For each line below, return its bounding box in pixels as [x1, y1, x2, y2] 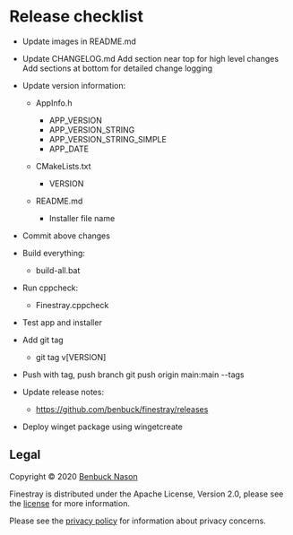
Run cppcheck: [22, 282, 79, 293]
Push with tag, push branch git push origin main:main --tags [22, 369, 245, 380]
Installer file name [48, 212, 116, 223]
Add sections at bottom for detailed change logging [22, 63, 213, 73]
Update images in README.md [22, 36, 137, 47]
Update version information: [22, 80, 126, 91]
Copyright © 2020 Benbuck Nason [9, 470, 138, 481]
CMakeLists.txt [35, 160, 91, 171]
